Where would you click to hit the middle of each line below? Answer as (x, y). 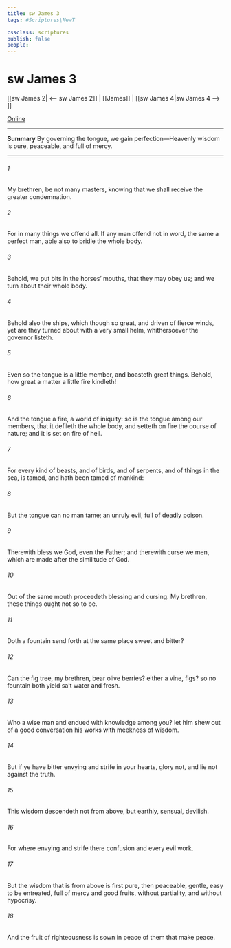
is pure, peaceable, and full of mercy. (60, 146)
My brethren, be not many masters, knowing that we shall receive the (105, 189)
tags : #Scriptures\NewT (41, 20)
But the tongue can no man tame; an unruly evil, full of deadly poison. (106, 515)
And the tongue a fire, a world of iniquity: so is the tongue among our (105, 419)
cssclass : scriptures (38, 32)
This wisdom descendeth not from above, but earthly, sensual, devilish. (108, 811)
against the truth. (31, 774)
